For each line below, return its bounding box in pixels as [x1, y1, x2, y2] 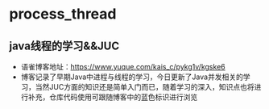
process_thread [9, 5, 117, 23]
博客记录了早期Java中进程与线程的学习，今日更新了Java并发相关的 [20, 72, 244, 82]
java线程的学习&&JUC [9, 39, 120, 52]
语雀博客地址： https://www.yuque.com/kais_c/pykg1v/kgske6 [20, 62, 226, 71]
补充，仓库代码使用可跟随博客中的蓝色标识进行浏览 [27, 92, 198, 102]
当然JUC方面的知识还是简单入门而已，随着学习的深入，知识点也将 [35, 82, 255, 91]
